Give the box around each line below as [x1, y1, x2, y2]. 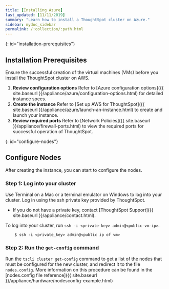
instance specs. [12, 96, 47, 102]
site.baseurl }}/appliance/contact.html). [12, 212, 96, 219]
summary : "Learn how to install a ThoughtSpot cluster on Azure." [5, 17, 150, 22]
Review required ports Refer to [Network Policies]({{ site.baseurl [12, 117, 151, 123]
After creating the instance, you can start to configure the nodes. [5, 167, 142, 173]
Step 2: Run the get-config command [5, 244, 99, 251]
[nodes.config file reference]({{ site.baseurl [5, 272, 97, 278]
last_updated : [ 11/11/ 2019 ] [5, 12, 66, 17]
